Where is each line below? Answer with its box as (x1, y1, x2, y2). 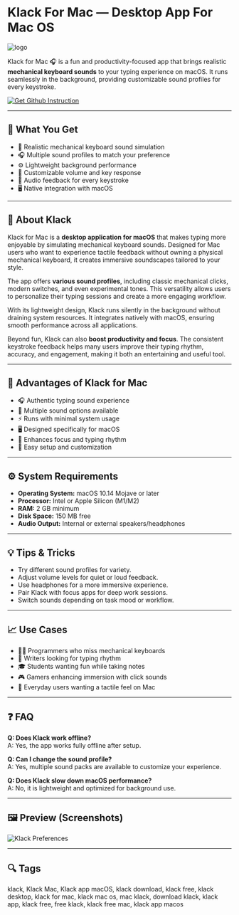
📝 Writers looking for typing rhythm (17, 654, 121, 662)
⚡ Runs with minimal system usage (17, 414, 119, 423)
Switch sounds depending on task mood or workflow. (17, 596, 174, 604)
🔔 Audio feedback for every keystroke (17, 176, 129, 184)
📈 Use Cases (7, 624, 68, 636)
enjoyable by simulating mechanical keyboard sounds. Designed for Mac (7, 240, 221, 249)
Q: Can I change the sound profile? (7, 755, 112, 763)
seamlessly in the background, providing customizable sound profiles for (7, 75, 221, 83)
